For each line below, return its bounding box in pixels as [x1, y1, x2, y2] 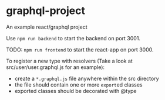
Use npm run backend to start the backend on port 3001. [6, 35, 141, 42]
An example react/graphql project [6, 23, 87, 30]
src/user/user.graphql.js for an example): [6, 63, 105, 71]
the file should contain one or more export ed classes [14, 81, 143, 88]
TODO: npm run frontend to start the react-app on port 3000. [6, 46, 154, 53]
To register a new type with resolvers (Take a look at [6, 57, 133, 64]
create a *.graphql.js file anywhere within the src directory [14, 75, 160, 82]
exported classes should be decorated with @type [14, 87, 137, 94]
